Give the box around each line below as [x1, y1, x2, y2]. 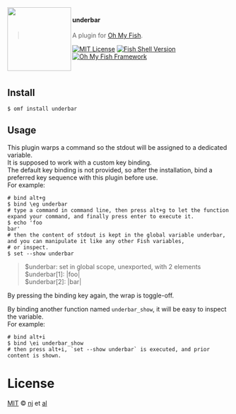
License [7, 376, 55, 391]
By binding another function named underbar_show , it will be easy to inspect [7, 304, 227, 313]
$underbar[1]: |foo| [24, 270, 81, 278]
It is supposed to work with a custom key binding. [7, 158, 152, 167]
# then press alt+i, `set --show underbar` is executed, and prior [7, 345, 211, 353]
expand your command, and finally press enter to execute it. [7, 213, 194, 220]
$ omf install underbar [7, 105, 78, 112]
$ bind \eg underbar [7, 201, 69, 208]
